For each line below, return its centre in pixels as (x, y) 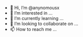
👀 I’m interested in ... (31, 13)
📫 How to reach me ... (33, 29)
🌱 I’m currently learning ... (37, 18)
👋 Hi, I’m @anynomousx (34, 8)
